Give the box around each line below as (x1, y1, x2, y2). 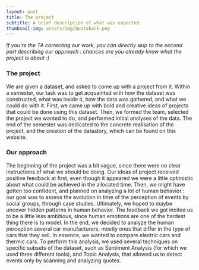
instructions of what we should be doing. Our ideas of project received (6, 168, 179, 175)
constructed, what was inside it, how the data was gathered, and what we (6, 95, 187, 103)
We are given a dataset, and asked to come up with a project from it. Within (6, 83, 191, 90)
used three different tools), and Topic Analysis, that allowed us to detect (6, 250, 182, 257)
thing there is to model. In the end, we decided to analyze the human (6, 219, 174, 226)
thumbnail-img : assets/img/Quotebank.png (6, 25, 110, 32)
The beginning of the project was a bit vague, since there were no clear (6, 162, 181, 169)
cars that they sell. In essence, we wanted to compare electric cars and (6, 231, 181, 238)
